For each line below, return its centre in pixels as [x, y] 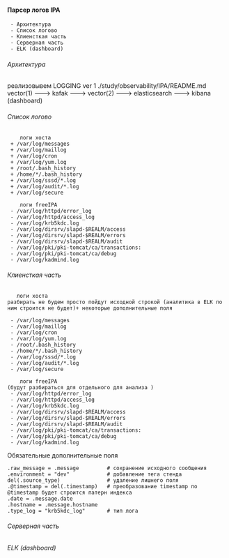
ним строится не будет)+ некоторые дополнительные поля [90, 308]
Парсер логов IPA [34, 10]
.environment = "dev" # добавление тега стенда [95, 474]
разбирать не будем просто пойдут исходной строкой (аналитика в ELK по [115, 302]
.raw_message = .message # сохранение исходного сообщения [107, 468]
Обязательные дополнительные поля [63, 455]
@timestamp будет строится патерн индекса [70, 492]
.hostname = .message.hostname [53, 505]
